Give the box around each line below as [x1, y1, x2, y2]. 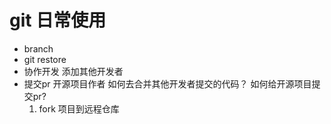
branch [23, 42, 54, 55]
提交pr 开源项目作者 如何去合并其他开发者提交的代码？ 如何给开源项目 [23, 77, 312, 90]
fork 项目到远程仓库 [38, 102, 120, 115]
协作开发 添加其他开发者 [23, 65, 124, 77]
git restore [23, 53, 67, 65]
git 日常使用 [9, 9, 107, 32]
